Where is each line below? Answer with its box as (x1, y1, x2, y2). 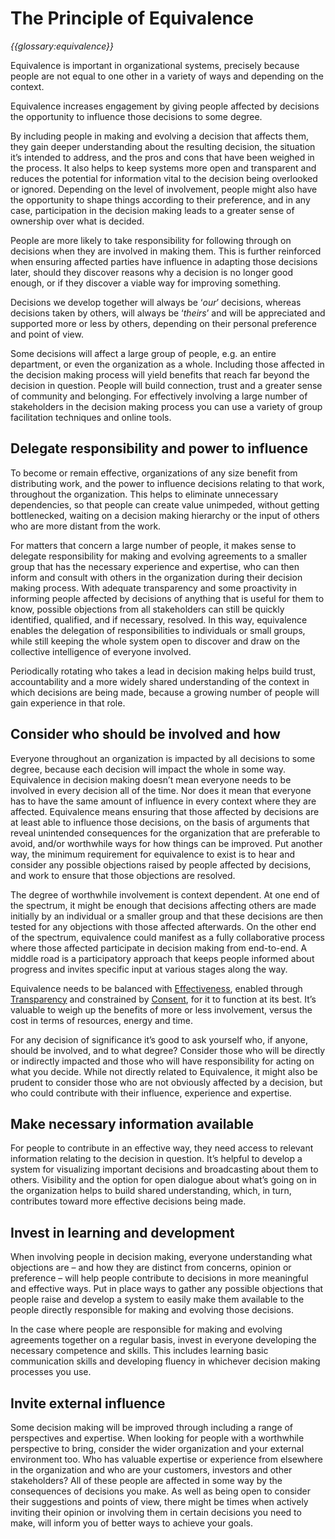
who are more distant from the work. (10, 520, 162, 532)
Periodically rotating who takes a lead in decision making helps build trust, (10, 665, 316, 677)
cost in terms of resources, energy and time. (10, 1014, 194, 1026)
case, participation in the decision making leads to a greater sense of (10, 204, 295, 216)
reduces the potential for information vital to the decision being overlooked (10, 172, 318, 184)
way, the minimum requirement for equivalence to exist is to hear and (10, 848, 295, 860)
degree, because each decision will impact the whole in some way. (10, 763, 287, 775)
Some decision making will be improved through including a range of (10, 1422, 294, 1433)
